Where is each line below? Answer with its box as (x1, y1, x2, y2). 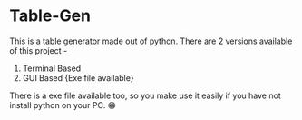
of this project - (9, 45, 68, 55)
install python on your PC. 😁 (9, 99, 116, 110)
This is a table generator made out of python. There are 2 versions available (9, 35, 293, 46)
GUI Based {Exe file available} (22, 72, 134, 83)
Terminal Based (22, 63, 82, 74)
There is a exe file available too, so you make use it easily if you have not (9, 90, 281, 101)
